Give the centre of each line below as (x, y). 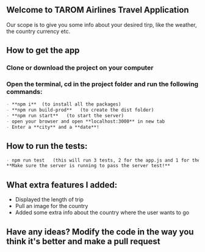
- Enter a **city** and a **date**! (53, 127)
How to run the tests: (47, 146)
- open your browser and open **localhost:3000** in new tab (86, 121)
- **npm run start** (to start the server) (65, 116)
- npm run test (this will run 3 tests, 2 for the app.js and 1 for (98, 160)
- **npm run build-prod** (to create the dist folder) (80, 110)
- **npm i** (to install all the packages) (64, 104)
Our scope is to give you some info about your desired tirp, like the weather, (102, 24)
